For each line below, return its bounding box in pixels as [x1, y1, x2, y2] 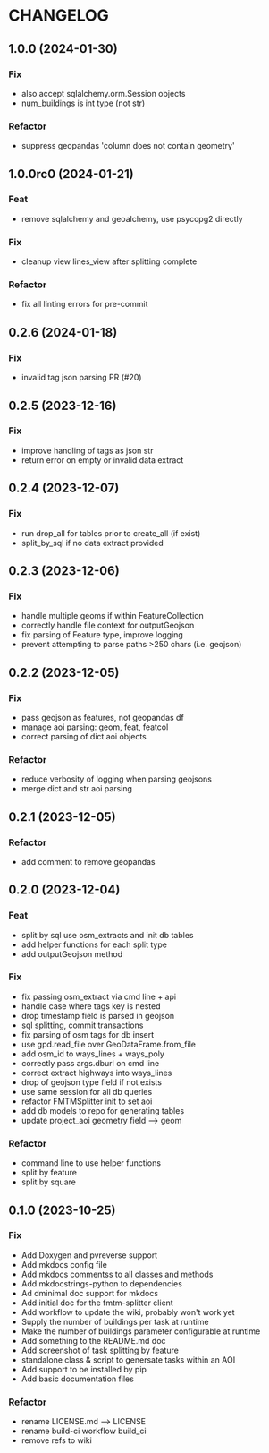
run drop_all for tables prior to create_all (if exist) [21, 527, 201, 538]
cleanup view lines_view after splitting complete [21, 256, 198, 267]
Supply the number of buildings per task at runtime [21, 1316, 209, 1327]
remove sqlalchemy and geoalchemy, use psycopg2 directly [21, 213, 243, 224]
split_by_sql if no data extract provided [21, 537, 164, 548]
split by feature [21, 1167, 78, 1178]
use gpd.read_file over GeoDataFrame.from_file [21, 1038, 196, 1049]
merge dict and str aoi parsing [21, 783, 133, 794]
